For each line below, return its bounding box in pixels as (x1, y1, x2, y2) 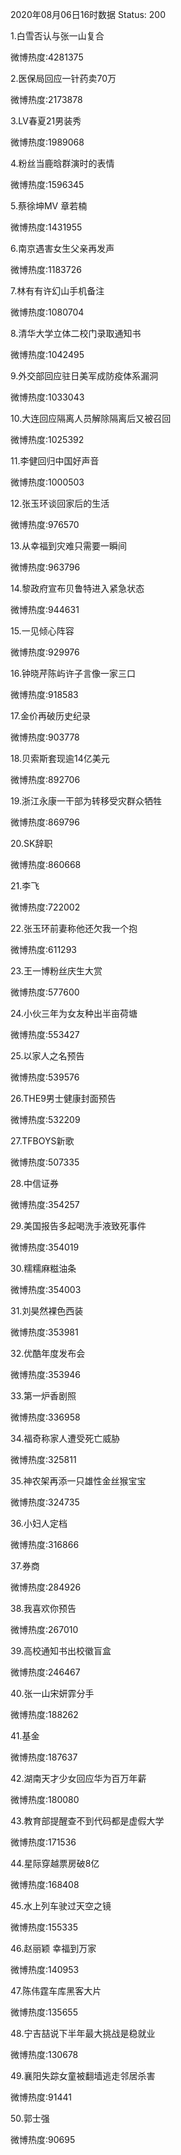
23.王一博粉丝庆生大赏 (10, 965, 103, 977)
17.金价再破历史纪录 (10, 710, 91, 722)
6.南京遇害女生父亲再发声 (10, 243, 115, 254)
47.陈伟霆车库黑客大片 (10, 1985, 102, 1997)
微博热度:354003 (10, 1284, 82, 1295)
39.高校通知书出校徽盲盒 (10, 1645, 112, 1657)
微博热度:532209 (10, 1114, 81, 1125)
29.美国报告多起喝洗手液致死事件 (10, 1220, 147, 1232)
